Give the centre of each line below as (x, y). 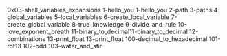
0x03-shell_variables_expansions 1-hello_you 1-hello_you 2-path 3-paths (110, 10)
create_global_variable (39, 24)
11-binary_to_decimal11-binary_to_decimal (129, 31)
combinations (26, 39)
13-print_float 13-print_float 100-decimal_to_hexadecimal (127, 39)
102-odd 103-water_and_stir (63, 46)
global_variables (30, 17)
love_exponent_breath (39, 31)
